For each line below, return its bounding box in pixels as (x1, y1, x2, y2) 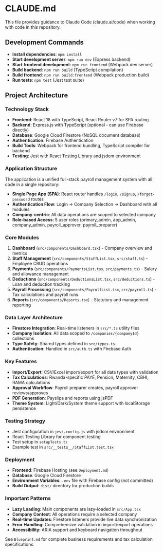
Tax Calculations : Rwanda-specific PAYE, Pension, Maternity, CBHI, (12, 374, 149, 380)
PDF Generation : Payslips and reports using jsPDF (12, 395, 113, 401)
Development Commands (5, 38, 84, 47)
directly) (12, 127, 29, 133)
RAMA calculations (12, 379, 50, 385)
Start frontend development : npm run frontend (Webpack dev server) (12, 61, 153, 67)
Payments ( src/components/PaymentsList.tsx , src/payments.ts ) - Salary (12, 266, 157, 272)
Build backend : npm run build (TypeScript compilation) (12, 67, 123, 73)
